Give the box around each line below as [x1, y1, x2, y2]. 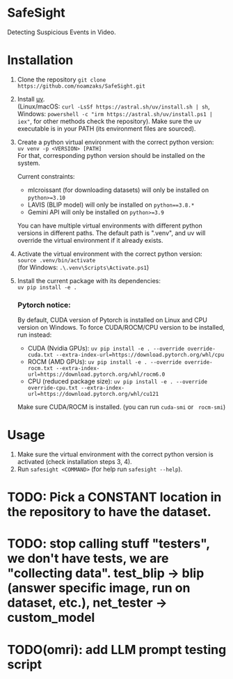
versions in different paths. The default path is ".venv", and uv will [17, 228, 206, 237]
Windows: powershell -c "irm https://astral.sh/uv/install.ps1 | [17, 109, 214, 118]
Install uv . [17, 95, 45, 103]
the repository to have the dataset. [7, 504, 212, 520]
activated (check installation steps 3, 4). [17, 458, 132, 466]
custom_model [7, 610, 95, 625]
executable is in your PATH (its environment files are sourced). [17, 124, 196, 133]
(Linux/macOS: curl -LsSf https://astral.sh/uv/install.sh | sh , [17, 102, 210, 111]
